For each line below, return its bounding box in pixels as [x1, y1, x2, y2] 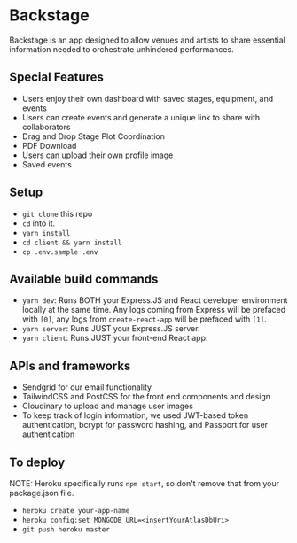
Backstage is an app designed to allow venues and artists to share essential [9, 35, 285, 45]
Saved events [21, 159, 73, 169]
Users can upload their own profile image [21, 150, 174, 160]
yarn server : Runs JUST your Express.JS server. [21, 323, 200, 334]
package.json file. [9, 488, 74, 498]
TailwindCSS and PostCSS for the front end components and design [21, 392, 271, 402]
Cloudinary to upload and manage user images [21, 400, 193, 412]
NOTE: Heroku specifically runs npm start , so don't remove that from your [9, 478, 279, 488]
